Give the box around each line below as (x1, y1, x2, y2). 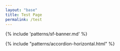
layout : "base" (5, 7, 38, 13)
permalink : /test (5, 17, 42, 22)
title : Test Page (5, 12, 42, 17)
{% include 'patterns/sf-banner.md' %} (5, 31, 88, 37)
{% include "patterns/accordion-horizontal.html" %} (5, 41, 115, 47)
